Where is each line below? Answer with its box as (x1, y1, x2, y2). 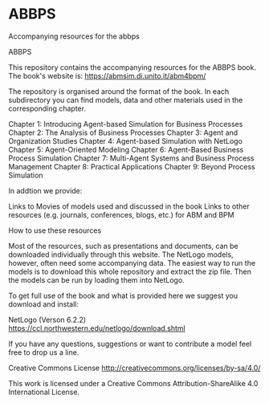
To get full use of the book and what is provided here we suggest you (8, 291, 238, 300)
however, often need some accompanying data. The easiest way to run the (8, 258, 255, 267)
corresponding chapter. (8, 104, 87, 113)
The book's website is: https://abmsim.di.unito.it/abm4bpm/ (8, 71, 206, 80)
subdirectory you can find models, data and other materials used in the (8, 95, 243, 104)
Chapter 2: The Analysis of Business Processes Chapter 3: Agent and (8, 128, 238, 137)
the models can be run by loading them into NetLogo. (8, 275, 185, 285)
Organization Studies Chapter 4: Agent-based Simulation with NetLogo (8, 136, 243, 145)
